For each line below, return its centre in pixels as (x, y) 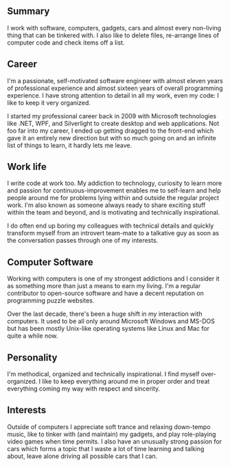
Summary (28, 11)
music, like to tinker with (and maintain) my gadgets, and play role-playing (112, 434)
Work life (27, 167)
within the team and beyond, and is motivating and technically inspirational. (114, 213)
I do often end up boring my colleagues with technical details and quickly (111, 226)
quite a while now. (33, 336)
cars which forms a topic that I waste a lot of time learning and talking (106, 448)
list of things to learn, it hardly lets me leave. (70, 145)
